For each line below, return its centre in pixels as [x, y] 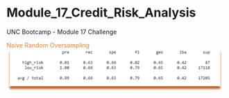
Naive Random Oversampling [48, 45]
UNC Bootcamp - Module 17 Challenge [62, 32]
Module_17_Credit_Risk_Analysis [101, 13]
